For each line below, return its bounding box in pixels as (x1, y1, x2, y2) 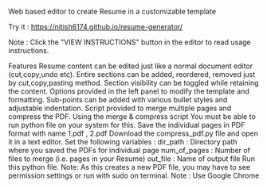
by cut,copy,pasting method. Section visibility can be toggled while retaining (8, 79, 259, 87)
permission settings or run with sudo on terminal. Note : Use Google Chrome (8, 171, 260, 180)
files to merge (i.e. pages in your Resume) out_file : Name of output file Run (8, 154, 255, 163)
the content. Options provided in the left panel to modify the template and (8, 86, 249, 96)
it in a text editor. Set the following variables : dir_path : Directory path (8, 137, 238, 146)
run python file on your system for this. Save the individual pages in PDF (8, 121, 245, 129)
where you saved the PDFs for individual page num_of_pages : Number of (8, 146, 251, 155)
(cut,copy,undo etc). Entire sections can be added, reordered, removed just (8, 70, 256, 79)
